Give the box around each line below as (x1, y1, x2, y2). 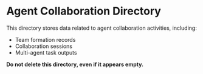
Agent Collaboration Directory (6, 4, 161, 18)
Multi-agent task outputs (15, 49, 77, 56)
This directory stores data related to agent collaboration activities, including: (6, 24, 198, 32)
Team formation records (15, 36, 76, 43)
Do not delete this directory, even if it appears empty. (6, 61, 144, 68)
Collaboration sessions (15, 42, 73, 50)
